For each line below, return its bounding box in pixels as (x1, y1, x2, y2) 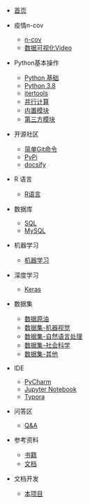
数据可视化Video (24, 44, 72, 51)
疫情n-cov (13, 21, 44, 30)
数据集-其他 (24, 350, 59, 358)
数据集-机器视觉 (24, 324, 71, 331)
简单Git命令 (24, 145, 58, 153)
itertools (24, 89, 49, 97)
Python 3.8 (24, 82, 56, 90)
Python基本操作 (13, 59, 59, 67)
